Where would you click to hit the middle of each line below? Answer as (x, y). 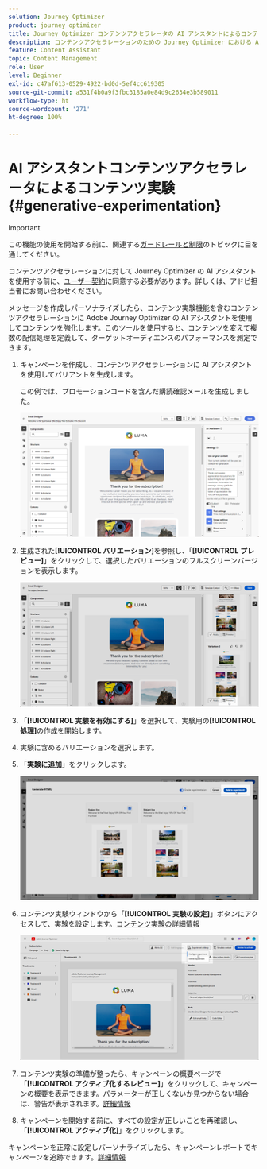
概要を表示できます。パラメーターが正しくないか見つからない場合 (141, 1094)
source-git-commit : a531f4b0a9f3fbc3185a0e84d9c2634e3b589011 (113, 92)
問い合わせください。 (70, 291)
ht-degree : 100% (35, 118)
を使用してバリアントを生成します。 (78, 374)
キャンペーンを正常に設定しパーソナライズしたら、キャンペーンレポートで (130, 1147)
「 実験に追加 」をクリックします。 (75, 764)
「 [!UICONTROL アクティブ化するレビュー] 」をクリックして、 (121, 1083)
